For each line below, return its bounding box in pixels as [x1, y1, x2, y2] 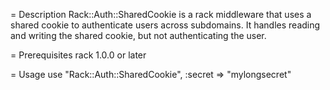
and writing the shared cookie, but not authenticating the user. [10, 30, 267, 41]
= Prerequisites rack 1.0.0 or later [10, 49, 147, 61]
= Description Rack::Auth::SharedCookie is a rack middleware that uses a [10, 9, 312, 20]
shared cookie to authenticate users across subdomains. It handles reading [10, 19, 321, 31]
